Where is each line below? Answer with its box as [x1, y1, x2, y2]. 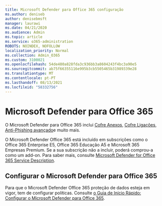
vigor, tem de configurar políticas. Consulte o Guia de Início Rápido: [5, 190, 141, 196]
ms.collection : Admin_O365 [5, 52, 60, 58]
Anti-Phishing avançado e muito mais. [5, 127, 81, 133]
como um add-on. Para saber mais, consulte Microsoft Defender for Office [5, 153, 156, 158]
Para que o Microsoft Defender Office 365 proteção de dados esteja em [5, 185, 150, 191]
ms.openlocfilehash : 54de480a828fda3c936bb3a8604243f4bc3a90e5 [5, 62, 137, 67]
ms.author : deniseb [5, 12, 45, 17]
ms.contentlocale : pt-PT [5, 76, 56, 80]
